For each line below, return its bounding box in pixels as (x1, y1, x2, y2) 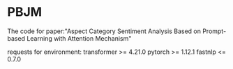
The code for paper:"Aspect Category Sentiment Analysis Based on (7, 27, 201, 35)
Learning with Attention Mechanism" (27, 34, 132, 42)
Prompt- (202, 27, 227, 35)
